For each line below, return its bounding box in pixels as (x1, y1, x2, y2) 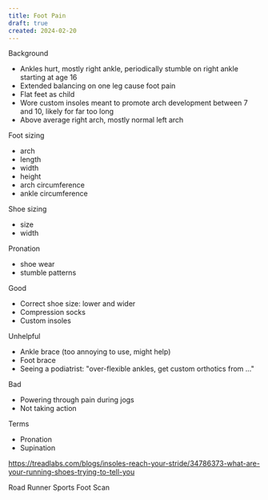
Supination (19, 443, 56, 453)
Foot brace (19, 356, 56, 365)
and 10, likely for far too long (19, 107, 114, 116)
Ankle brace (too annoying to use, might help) (19, 347, 171, 357)
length (19, 155, 42, 164)
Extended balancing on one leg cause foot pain (19, 81, 176, 91)
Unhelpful (8, 332, 41, 341)
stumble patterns (19, 268, 77, 277)
